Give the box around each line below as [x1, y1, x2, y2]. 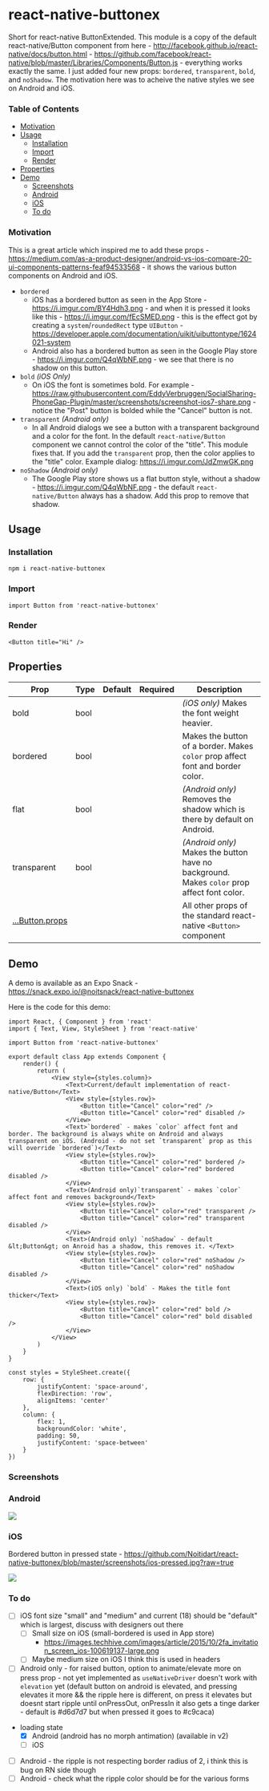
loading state [19, 1722, 63, 1732]
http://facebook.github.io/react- [153, 40, 259, 50]
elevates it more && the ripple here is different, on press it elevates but [19, 1690, 252, 1700]
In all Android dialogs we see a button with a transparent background [31, 423, 260, 432]
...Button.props [12, 914, 68, 926]
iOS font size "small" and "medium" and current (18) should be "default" [19, 1611, 258, 1621]
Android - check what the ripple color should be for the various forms [19, 1773, 250, 1783]
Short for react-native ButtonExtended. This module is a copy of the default [8, 32, 257, 42]
